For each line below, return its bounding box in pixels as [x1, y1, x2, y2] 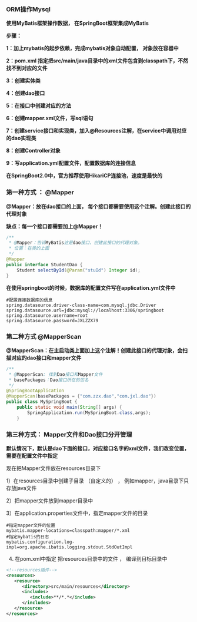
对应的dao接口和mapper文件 [11, 354, 82, 361]
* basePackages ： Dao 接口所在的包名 [8, 377, 89, 383]
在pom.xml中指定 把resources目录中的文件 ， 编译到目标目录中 [14, 555, 168, 562]
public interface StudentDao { [6, 262, 83, 267]
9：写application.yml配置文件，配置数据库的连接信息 [6, 160, 136, 167]
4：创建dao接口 [6, 90, 45, 97]
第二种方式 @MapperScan [6, 332, 82, 340]
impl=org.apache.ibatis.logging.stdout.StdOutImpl [6, 544, 133, 550]
